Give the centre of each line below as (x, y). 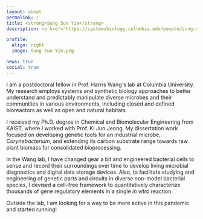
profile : (17, 40)
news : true (20, 62)
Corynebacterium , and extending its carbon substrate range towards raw (97, 141)
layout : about (24, 12)
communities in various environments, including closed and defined (90, 104)
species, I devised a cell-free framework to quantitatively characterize (93, 185)
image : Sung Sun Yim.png (43, 51)
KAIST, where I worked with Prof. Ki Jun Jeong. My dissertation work (92, 128)
